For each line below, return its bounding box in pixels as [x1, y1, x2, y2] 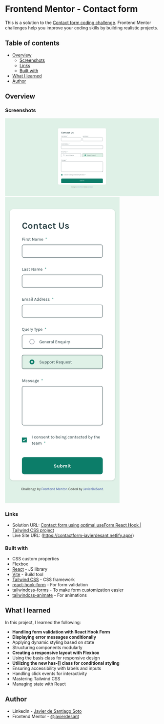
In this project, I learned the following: [5, 619, 82, 625]
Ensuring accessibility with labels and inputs [12, 665, 102, 671]
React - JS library [12, 566, 48, 572]
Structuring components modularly [12, 644, 83, 650]
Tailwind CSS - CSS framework [12, 577, 75, 582]
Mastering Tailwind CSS [12, 676, 61, 681]
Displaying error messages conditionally [12, 634, 97, 640]
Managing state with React [12, 681, 66, 687]
